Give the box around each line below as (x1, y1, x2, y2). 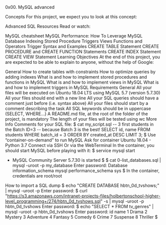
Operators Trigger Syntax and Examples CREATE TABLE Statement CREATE (5, 44, 160, 49)
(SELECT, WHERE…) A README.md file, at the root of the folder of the (5, 111, 148, 117)
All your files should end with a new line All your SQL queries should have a (5, 95, 159, 101)
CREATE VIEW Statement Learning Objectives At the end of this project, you (5, 54, 160, 60)
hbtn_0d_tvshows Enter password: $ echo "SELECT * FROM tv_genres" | (5, 204, 154, 209)
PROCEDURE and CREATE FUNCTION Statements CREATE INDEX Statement (5, 49, 161, 54)
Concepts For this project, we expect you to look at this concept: (5, 14, 137, 19)
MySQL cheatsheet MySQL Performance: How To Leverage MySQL (5, 33, 143, 39)
